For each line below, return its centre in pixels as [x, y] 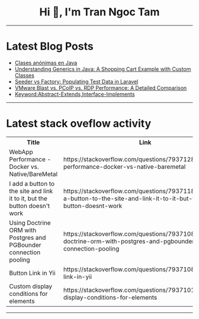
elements [22, 301]
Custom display [31, 286]
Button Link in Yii [32, 273]
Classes [24, 75]
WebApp [21, 152]
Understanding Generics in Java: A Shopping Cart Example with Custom [103, 69]
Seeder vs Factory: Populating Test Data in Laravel [76, 82]
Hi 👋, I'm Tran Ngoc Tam [99, 12]
